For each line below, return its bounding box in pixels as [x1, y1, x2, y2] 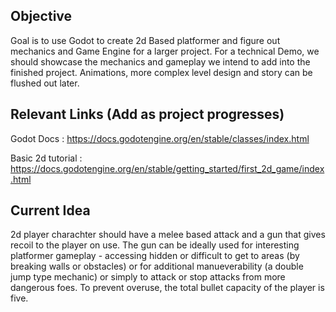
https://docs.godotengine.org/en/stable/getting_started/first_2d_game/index [10, 162, 325, 174]
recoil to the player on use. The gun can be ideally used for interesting [10, 239, 300, 251]
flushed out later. [10, 77, 80, 89]
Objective [10, 8, 73, 25]
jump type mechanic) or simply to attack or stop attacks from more [10, 271, 286, 283]
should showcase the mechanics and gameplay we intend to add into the [10, 55, 311, 68]
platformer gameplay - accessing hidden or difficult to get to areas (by [10, 250, 300, 262]
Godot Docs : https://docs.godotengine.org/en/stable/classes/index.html [10, 132, 310, 144]
